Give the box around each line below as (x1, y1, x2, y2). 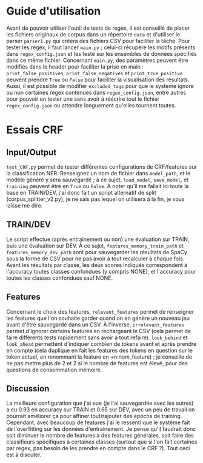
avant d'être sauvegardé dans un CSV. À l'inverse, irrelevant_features (6, 320, 185, 328)
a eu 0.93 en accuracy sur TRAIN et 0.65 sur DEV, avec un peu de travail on (6, 406, 195, 413)
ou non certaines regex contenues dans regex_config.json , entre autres (6, 89, 187, 96)
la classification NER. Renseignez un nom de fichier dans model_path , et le (6, 169, 191, 177)
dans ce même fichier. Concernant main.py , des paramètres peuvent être (6, 56, 189, 64)
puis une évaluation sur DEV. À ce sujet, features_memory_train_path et (6, 242, 184, 249)
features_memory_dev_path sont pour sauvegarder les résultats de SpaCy (6, 248, 188, 255)
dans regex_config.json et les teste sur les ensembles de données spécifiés (6, 50, 197, 57)
